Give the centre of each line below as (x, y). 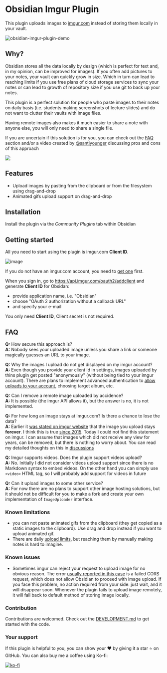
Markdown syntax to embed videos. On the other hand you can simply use (82, 468)
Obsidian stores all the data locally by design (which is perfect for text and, (82, 66)
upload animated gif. (33, 534)
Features (19, 174)
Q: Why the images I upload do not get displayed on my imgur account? (79, 365)
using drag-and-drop (34, 191)
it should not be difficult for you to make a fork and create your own (75, 494)
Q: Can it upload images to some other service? (54, 483)
